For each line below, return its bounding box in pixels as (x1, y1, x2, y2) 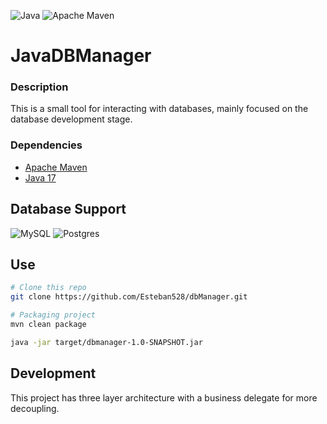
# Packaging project (10, 310, 97, 320)
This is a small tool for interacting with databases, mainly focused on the (10, 103, 309, 115)
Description (10, 80, 69, 94)
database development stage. (10, 113, 133, 125)
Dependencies (10, 138, 83, 152)
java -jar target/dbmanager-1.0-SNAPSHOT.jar (10, 337, 203, 347)
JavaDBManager (10, 45, 152, 67)
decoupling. (10, 402, 60, 414)
